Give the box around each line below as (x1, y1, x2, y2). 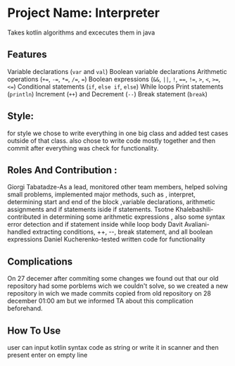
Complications (7, 255, 73, 267)
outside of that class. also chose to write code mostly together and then (7, 136, 216, 145)
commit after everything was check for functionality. (7, 144, 159, 152)
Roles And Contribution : (7, 164, 118, 176)
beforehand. (7, 304, 44, 313)
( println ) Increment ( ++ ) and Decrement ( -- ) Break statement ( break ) (7, 89, 208, 98)
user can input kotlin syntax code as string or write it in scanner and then (7, 343, 220, 351)
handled (7, 227, 32, 236)
